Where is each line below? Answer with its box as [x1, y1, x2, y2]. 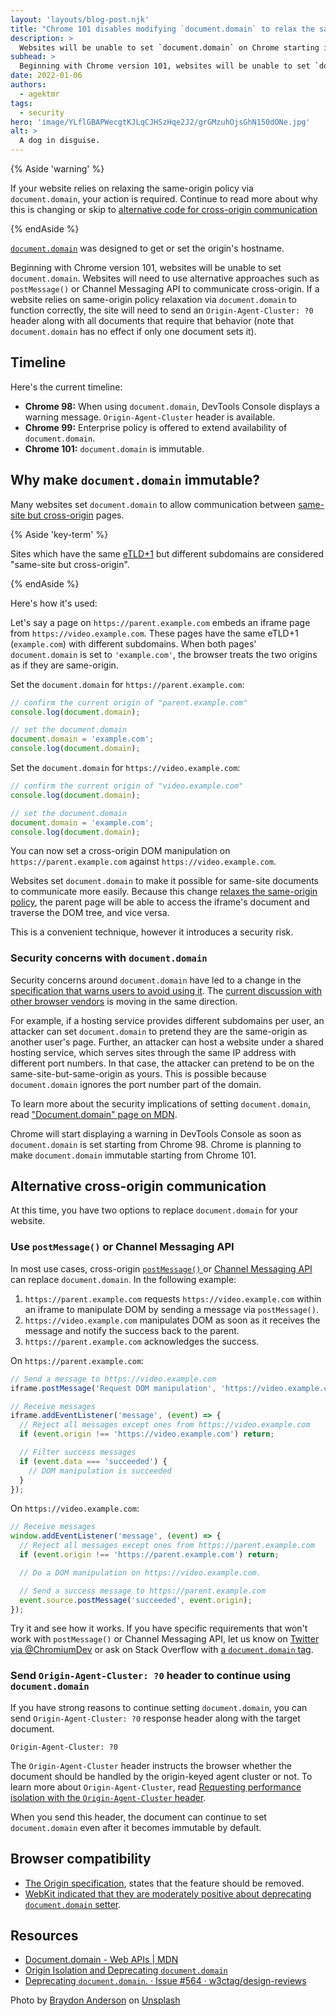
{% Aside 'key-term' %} [10, 528, 109, 540]
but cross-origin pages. [27, 509, 125, 521]
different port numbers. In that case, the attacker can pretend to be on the [10, 1057, 315, 1069]
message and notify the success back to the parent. [24, 1324, 240, 1336]
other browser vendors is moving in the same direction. [10, 995, 238, 1007]
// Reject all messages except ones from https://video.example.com [19, 1420, 311, 1430]
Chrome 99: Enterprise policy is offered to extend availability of [24, 421, 288, 433]
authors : [10, 80, 47, 90]
